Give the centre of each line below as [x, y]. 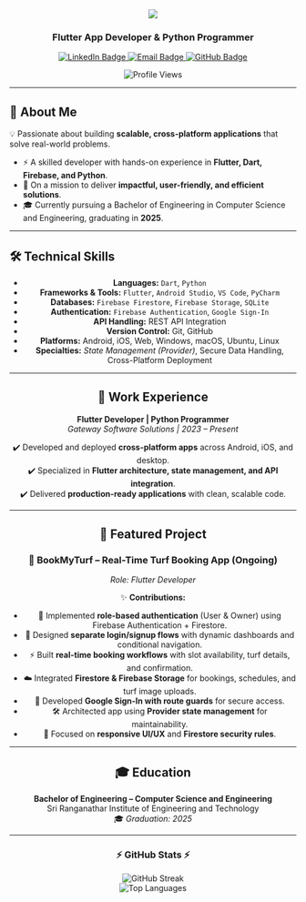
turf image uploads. [160, 692]
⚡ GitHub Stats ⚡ [153, 855]
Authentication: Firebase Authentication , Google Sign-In [160, 311]
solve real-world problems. [60, 144]
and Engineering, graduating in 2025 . [93, 218]
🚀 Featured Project [153, 535]
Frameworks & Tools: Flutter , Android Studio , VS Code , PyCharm [160, 292]
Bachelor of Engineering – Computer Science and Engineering [153, 799]
